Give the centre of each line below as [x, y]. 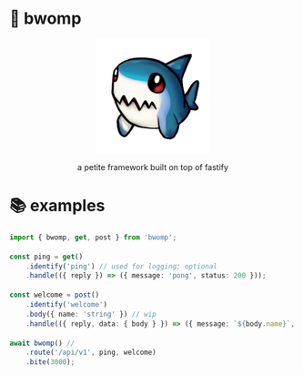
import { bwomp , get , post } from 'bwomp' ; [93, 237]
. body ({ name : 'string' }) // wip [91, 314]
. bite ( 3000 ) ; [50, 362]
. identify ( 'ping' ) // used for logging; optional [122, 266]
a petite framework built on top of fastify [153, 167]
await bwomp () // [42, 343]
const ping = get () [46, 257]
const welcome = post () [55, 295]
